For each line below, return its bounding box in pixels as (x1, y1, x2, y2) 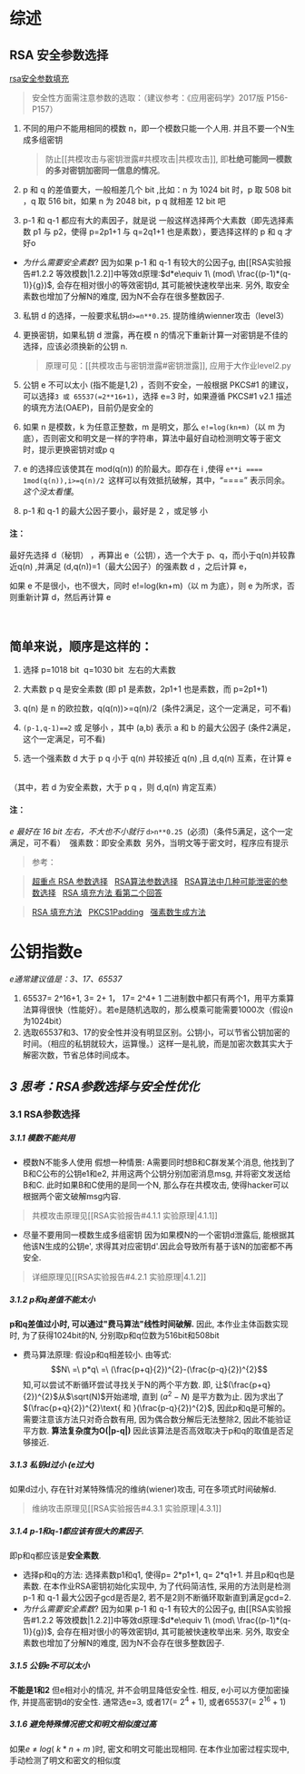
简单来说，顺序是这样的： (9, 638, 152, 654)
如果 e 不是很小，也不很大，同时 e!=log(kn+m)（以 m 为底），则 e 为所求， (9, 580, 288, 591)
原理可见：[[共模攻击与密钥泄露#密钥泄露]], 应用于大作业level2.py (44, 360, 292, 370)
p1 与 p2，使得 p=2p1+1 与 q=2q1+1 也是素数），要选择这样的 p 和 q (33, 226, 283, 237)
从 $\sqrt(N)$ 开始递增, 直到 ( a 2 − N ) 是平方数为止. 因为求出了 (57, 1390, 284, 1403)
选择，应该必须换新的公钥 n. (22, 341, 129, 351)
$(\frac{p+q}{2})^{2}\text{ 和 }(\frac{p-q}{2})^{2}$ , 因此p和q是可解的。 (22, 1403, 290, 1414)
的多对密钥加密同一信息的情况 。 (44, 165, 165, 175)
